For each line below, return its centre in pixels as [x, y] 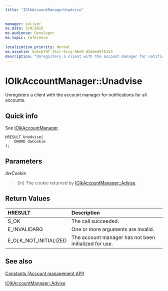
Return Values [28, 199]
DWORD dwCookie [30, 141]
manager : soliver [23, 24]
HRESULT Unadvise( [24, 137]
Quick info [22, 116]
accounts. [15, 100]
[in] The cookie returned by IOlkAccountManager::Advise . [77, 182]
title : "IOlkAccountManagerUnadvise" [44, 10]
